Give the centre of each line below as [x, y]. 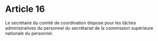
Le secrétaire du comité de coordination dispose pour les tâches [71, 23]
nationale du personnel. [29, 33]
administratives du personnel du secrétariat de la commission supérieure [79, 28]
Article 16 [25, 9]
